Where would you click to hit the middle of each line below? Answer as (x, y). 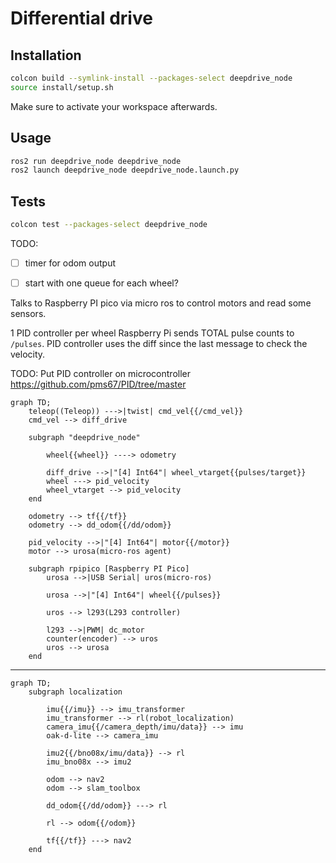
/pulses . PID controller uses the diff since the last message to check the (159, 344)
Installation (46, 55)
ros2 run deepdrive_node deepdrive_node (96, 161)
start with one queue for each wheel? (101, 283)
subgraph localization (75, 692)
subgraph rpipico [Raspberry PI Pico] (109, 569)
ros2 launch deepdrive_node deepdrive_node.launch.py (125, 170)
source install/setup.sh (62, 87)
